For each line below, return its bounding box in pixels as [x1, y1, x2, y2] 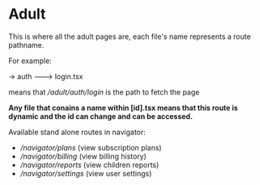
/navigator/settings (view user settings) [19, 168, 152, 178]
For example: [8, 56, 53, 66]
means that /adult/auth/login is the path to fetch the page [8, 87, 200, 97]
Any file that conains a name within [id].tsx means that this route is [8, 103, 239, 112]
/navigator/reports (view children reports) [19, 159, 159, 170]
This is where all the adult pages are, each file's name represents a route [8, 32, 251, 41]
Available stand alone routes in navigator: [8, 127, 146, 137]
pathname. [8, 40, 45, 49]
